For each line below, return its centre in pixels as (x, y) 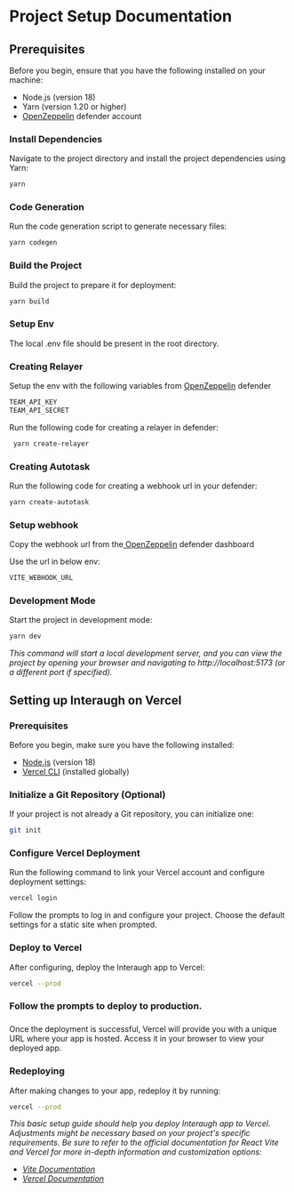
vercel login (33, 898)
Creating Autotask (50, 466)
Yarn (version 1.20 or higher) (74, 107)
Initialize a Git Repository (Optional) (88, 794)
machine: (26, 80)
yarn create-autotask (49, 503)
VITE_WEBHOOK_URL (41, 578)
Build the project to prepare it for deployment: (93, 285)
